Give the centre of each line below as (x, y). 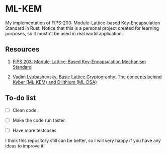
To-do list (21, 98)
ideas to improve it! (25, 146)
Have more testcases (34, 130)
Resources (22, 49)
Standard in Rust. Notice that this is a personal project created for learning (82, 28)
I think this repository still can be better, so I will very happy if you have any (83, 140)
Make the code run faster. (39, 120)
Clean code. (25, 110)
